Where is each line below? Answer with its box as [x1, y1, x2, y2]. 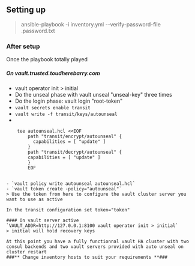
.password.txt [20, 27, 55, 34]
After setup [6, 42, 40, 50]
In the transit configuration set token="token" [6, 207, 130, 213]
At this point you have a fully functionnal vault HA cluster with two [6, 238, 189, 245]
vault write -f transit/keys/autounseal [14, 111, 118, 118]
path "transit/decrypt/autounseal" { [28, 150, 122, 156]
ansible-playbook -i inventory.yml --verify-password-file [20, 20, 161, 28]
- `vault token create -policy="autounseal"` [6, 186, 122, 192]
